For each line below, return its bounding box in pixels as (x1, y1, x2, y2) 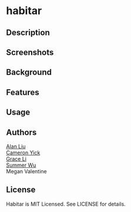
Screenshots (6, 47, 54, 57)
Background (6, 68, 52, 78)
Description (6, 28, 50, 38)
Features (6, 87, 39, 97)
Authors (6, 127, 37, 137)
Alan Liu (6, 143, 26, 150)
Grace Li (6, 155, 26, 162)
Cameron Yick (6, 149, 41, 156)
